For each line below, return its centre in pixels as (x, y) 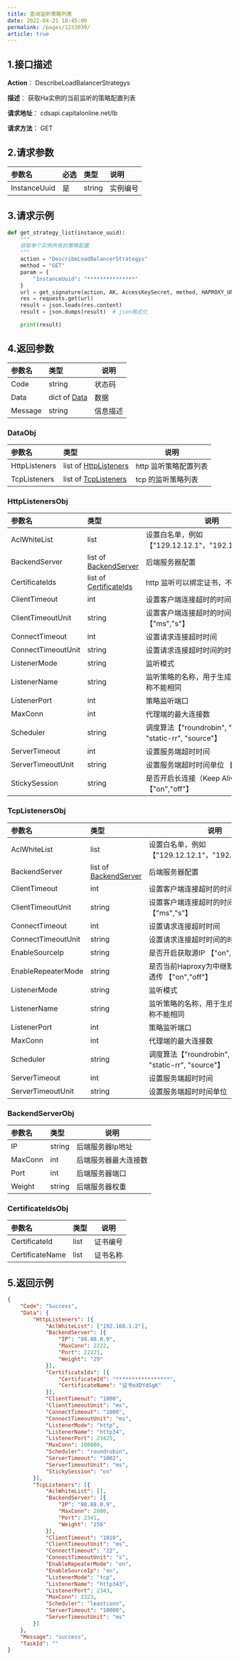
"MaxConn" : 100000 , (74, 1445)
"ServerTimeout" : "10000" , (85, 1611)
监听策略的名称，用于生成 (188, 677)
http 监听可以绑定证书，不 (189, 582)
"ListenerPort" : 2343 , (79, 1590)
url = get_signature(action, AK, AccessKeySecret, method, (110, 292)
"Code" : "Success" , (49, 1306)
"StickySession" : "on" (79, 1472)
